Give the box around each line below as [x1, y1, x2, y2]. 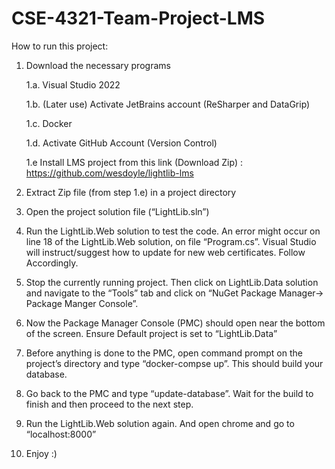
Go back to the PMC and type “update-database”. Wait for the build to [25, 387, 314, 399]
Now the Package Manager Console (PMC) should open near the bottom [25, 317, 326, 329]
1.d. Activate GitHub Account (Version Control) [25, 137, 218, 149]
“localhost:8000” [25, 428, 97, 440]
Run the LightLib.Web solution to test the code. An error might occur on [25, 225, 321, 237]
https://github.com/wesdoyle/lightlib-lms [25, 167, 194, 179]
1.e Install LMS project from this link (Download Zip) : [25, 156, 243, 168]
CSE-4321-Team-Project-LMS [11, 7, 266, 30]
